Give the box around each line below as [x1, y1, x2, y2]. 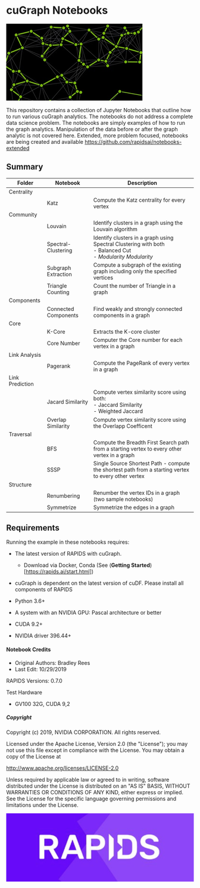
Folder [17, 180, 34, 187]
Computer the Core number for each [93, 337, 183, 344]
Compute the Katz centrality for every [93, 196, 186, 203]
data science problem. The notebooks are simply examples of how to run [6, 119, 186, 126]
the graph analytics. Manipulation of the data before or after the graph [6, 125, 179, 132]
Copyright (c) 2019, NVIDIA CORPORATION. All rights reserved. [6, 729, 161, 736]
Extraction [46, 271, 73, 278]
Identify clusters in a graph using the [93, 219, 183, 227]
